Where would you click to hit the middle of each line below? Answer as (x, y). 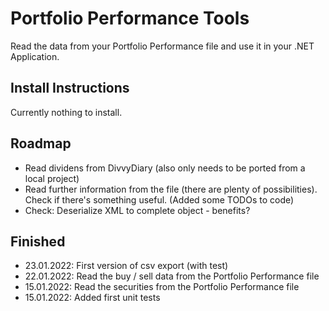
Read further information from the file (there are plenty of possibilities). (171, 189)
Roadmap (41, 143)
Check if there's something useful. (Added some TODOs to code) (159, 199)
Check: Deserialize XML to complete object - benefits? (137, 210)
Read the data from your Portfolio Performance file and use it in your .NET (162, 46)
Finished (38, 241)
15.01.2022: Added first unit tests (92, 298)
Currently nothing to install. (66, 112)
